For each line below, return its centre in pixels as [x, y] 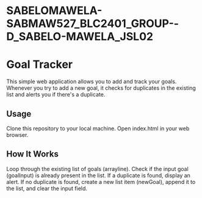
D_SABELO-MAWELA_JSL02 [80, 37]
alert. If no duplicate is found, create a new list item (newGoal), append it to [101, 182]
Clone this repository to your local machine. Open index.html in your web [98, 128]
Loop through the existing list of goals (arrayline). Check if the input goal [98, 169]
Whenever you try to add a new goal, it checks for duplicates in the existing [101, 88]
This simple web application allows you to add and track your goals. [92, 82]
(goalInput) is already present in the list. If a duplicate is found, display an [99, 175]
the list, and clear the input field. [47, 188]
